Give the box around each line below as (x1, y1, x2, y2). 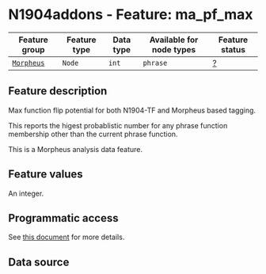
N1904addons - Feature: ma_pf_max (8, 6, 253, 24)
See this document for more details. (8, 232, 125, 242)
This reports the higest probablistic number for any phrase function (8, 120, 228, 130)
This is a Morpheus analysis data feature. (8, 144, 143, 154)
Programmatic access (8, 211, 119, 225)
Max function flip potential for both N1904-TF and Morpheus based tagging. (8, 105, 256, 115)
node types (151, 44, 196, 55)
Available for (149, 34, 199, 45)
